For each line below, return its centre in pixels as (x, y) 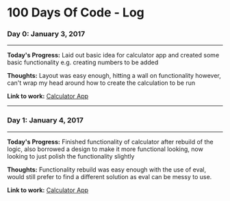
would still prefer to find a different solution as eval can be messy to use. (110, 176)
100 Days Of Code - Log (76, 13)
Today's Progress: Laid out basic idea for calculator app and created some (113, 55)
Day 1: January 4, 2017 (45, 120)
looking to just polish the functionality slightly (71, 156)
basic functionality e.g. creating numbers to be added (83, 62)
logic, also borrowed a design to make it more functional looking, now (105, 149)
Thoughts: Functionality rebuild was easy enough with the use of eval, (107, 170)
